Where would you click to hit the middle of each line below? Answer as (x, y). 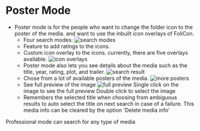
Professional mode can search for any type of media (71, 121)
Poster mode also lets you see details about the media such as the (105, 65)
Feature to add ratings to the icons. (67, 46)
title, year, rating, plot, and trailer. (64, 72)
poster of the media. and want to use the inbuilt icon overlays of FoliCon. (104, 33)
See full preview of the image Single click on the (101, 84)
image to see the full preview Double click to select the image (99, 91)
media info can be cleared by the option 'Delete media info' (96, 110)
